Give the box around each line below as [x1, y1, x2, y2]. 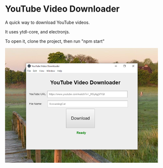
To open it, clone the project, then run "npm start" [5, 38, 105, 44]
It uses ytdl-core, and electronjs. [5, 29, 70, 34]
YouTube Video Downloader [5, 3, 120, 15]
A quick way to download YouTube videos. [5, 19, 90, 25]
